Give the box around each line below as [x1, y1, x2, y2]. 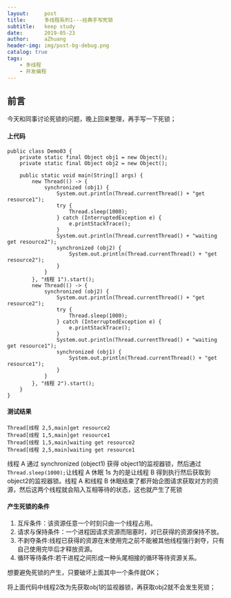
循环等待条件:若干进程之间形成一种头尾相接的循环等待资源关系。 [17, 553, 201, 561]
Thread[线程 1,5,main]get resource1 [7, 432, 110, 438]
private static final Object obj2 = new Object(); [19, 160, 168, 166]
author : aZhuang [7, 36, 67, 43]
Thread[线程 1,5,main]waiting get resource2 [7, 439, 135, 446]
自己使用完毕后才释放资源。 [17, 545, 97, 553]
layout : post [7, 10, 57, 17]
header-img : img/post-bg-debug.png [7, 42, 110, 49]
